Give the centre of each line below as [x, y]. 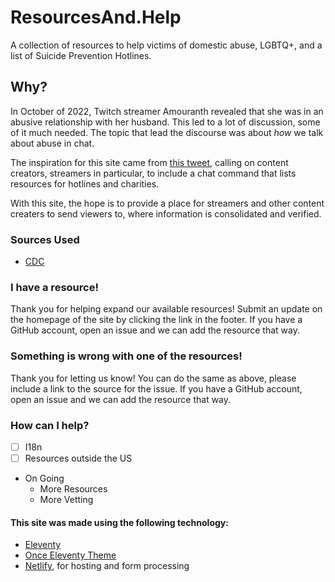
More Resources [73, 489]
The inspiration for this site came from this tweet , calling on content [149, 162]
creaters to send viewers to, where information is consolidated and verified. [166, 213]
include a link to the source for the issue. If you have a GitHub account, [156, 388]
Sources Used [45, 239]
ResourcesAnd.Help [96, 17]
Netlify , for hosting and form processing [107, 566]
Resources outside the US [78, 458]
